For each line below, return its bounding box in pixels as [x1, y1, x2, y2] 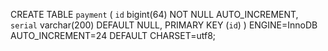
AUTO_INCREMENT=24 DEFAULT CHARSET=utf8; [10, 30, 217, 41]
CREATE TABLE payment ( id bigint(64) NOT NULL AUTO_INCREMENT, [10, 9, 299, 20]
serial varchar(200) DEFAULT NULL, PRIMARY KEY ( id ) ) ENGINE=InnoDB [10, 19, 318, 31]
